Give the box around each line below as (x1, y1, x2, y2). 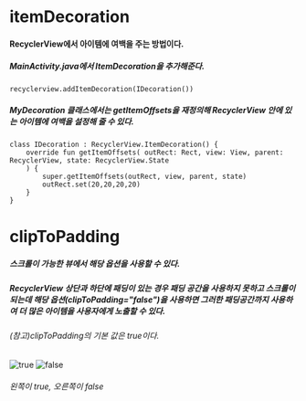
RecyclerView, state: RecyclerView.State (9, 155, 170, 165)
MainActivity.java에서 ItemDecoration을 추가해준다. (9, 61, 206, 72)
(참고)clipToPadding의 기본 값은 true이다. (9, 331, 160, 342)
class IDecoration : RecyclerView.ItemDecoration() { (9, 140, 219, 149)
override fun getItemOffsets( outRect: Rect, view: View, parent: (26, 148, 284, 157)
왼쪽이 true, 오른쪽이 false (9, 381, 104, 392)
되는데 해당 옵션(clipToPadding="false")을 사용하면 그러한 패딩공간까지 (9, 294, 269, 305)
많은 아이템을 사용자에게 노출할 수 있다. (27, 305, 166, 316)
